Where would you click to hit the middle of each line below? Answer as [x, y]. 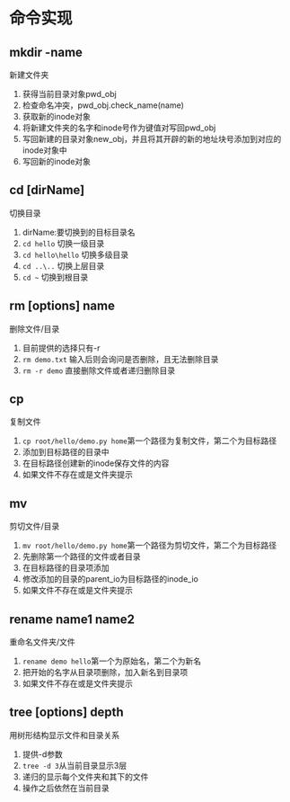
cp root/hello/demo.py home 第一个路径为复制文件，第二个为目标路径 [149, 441]
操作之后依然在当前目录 [66, 788]
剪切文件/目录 [35, 526]
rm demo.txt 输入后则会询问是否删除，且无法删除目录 [120, 359]
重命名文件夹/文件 [43, 642]
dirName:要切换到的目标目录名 [79, 232]
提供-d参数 [42, 754]
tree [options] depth [66, 713]
